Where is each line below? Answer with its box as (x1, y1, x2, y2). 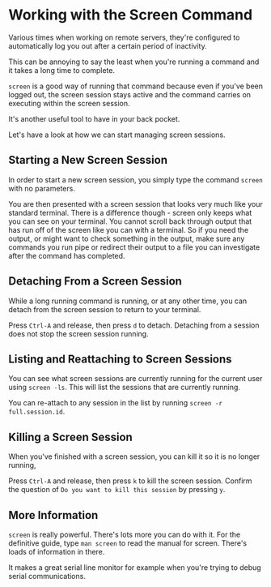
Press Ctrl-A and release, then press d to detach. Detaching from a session (8, 320, 260, 330)
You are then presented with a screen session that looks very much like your (8, 199, 263, 208)
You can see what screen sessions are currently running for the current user (8, 374, 263, 383)
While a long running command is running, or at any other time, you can (8, 296, 248, 306)
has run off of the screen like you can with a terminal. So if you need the (8, 225, 249, 234)
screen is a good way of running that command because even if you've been (8, 81, 263, 91)
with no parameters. (8, 183, 75, 193)
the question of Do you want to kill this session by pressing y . (8, 485, 226, 495)
